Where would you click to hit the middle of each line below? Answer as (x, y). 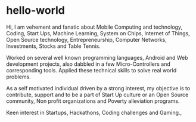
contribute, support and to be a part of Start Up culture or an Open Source (97, 94)
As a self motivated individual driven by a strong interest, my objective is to (98, 88)
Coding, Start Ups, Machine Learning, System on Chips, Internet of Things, (98, 33)
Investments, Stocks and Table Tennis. (53, 46)
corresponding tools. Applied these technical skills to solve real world (91, 70)
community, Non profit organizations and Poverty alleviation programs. (93, 101)
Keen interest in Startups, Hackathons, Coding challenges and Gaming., (94, 112)
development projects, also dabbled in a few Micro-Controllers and (88, 64)
